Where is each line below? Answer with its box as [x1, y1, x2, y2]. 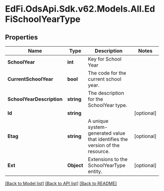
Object [67, 162, 83, 169]
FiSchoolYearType [5, 14, 81, 25]
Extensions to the [87, 156, 128, 162]
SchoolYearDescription [7, 96, 62, 103]
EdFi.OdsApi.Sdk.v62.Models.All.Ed [5, 3, 155, 15]
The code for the [87, 69, 126, 76]
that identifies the [87, 136, 128, 142]
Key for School [87, 56, 122, 62]
